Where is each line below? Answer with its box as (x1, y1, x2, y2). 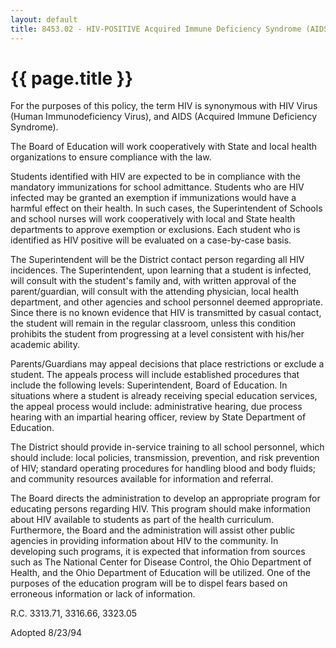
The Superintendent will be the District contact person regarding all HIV (10, 254, 305, 266)
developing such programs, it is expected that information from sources (10, 546, 306, 558)
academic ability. (10, 339, 80, 351)
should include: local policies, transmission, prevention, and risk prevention (10, 452, 320, 464)
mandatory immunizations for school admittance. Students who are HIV (10, 181, 305, 193)
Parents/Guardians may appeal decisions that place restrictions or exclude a (10, 358, 325, 370)
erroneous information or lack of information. (10, 588, 196, 600)
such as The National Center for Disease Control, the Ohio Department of (10, 556, 312, 568)
